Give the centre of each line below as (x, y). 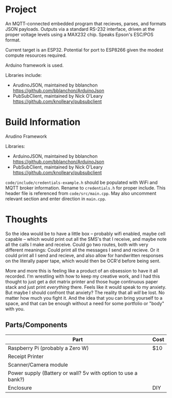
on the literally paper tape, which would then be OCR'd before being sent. (83, 261)
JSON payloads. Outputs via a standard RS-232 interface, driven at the (80, 29)
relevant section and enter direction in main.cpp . (56, 199)
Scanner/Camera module (38, 365)
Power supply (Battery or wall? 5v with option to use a (73, 373)
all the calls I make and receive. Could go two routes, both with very (77, 244)
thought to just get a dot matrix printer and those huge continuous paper (82, 281)
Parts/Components (36, 325)
